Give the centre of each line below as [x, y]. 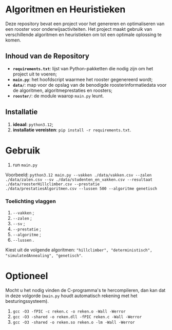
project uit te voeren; [35, 74]
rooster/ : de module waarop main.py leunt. [58, 95]
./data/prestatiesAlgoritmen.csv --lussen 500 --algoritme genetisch [81, 188]
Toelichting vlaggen [31, 201]
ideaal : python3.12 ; [33, 124]
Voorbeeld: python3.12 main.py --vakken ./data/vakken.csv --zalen [79, 174]
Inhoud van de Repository [47, 56]
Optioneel [27, 276]
